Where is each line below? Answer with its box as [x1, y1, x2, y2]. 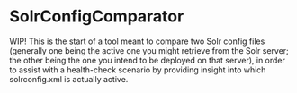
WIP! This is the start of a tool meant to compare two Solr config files [9, 36, 265, 46]
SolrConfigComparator [9, 6, 184, 27]
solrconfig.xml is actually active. [9, 73, 129, 84]
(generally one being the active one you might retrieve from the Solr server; [9, 45, 290, 55]
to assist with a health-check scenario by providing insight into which [9, 64, 266, 75]
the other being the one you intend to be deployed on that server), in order [9, 55, 286, 65]
